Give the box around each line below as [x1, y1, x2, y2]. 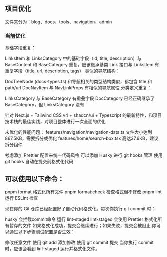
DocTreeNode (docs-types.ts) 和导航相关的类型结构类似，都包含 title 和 [5, 79, 152, 85]
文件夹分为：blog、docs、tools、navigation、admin [5, 19, 112, 25]
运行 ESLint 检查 [5, 195, 38, 201]
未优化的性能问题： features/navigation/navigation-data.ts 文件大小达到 [5, 129, 152, 135]
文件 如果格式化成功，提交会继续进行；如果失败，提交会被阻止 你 [22, 222, 156, 228]
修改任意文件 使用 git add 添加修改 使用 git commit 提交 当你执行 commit [5, 239, 154, 245]
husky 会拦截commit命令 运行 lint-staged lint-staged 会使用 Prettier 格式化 [5, 216, 158, 222]
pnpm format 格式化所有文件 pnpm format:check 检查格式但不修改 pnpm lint [5, 189, 162, 195]
